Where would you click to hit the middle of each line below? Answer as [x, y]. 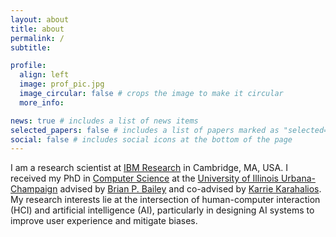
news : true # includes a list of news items [104, 121]
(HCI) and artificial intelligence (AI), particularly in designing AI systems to [162, 210]
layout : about [40, 19]
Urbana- [298, 178]
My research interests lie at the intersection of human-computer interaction [165, 200]
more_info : [42, 102]
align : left [44, 75]
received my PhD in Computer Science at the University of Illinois [144, 178]
